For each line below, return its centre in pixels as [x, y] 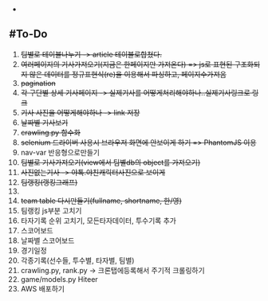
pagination [38, 83]
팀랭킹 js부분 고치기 [51, 210]
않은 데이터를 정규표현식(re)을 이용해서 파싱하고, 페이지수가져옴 [128, 74]
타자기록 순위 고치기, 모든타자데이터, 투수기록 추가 [98, 221]
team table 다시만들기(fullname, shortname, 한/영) [101, 201]
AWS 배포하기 [42, 288]
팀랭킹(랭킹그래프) [49, 182]
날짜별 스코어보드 [47, 240]
